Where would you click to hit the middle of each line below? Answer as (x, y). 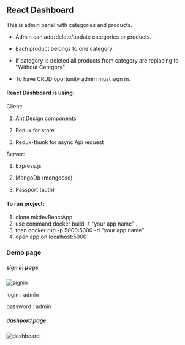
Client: (15, 107)
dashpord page (26, 320)
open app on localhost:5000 (51, 237)
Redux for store (35, 131)
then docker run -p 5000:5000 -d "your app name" (80, 230)
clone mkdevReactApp (44, 218)
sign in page (22, 267)
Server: (16, 154)
